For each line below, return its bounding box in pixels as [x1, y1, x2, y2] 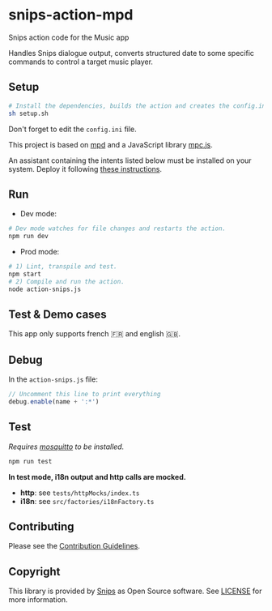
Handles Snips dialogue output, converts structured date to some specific [8, 48, 255, 58]
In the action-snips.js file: [8, 374, 99, 384]
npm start [8, 270, 42, 278]
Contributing [8, 520, 74, 534]
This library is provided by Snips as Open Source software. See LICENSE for [8, 586, 262, 596]
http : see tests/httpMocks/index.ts [19, 488, 140, 498]
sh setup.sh [8, 109, 49, 117]
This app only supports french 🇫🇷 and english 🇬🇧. [8, 329, 181, 339]
